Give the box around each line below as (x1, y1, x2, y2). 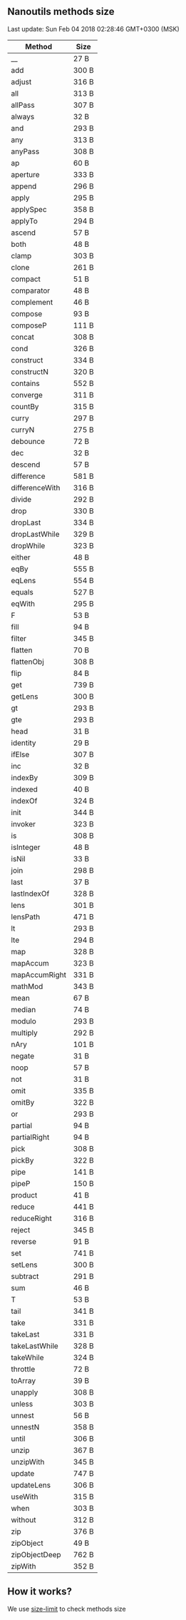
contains (11, 378, 41, 388)
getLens (11, 692, 38, 702)
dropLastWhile (11, 529, 60, 539)
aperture (11, 169, 41, 179)
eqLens (11, 575, 36, 585)
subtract (11, 1271, 39, 1281)
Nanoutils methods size (7, 6, 115, 18)
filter (11, 633, 27, 643)
